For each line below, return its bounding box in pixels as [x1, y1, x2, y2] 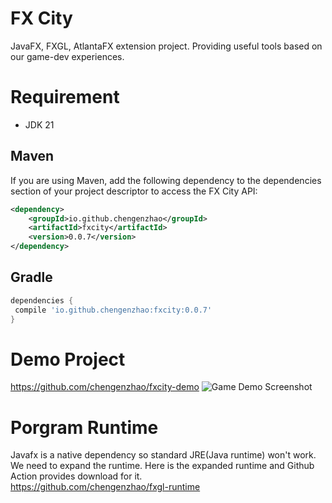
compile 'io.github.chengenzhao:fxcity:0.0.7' [14, 305, 213, 315]
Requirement [10, 86, 120, 109]
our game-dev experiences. [10, 50, 125, 62]
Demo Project [10, 348, 126, 371]
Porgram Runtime [10, 416, 159, 439]
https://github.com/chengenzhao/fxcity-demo [10, 381, 200, 393]
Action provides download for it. [10, 470, 143, 482]
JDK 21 [24, 118, 55, 131]
